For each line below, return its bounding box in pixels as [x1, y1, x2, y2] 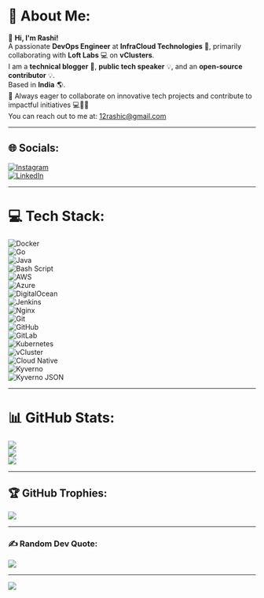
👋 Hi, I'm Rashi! [8, 33, 59, 42]
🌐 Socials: [8, 142, 60, 155]
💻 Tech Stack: [8, 207, 105, 225]
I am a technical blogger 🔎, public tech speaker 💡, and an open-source [8, 61, 243, 71]
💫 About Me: [8, 7, 91, 25]
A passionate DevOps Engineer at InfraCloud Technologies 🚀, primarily [8, 41, 242, 50]
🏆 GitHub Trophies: [8, 487, 108, 500]
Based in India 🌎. [8, 79, 66, 89]
